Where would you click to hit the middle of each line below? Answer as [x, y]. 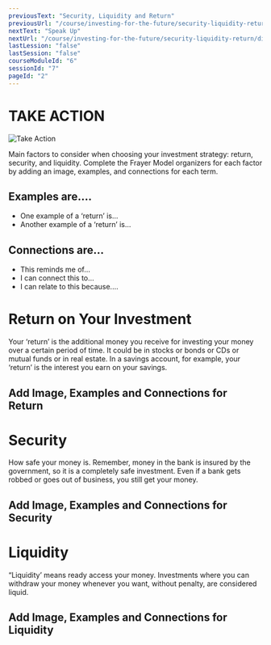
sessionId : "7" [34, 69]
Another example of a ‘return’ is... [75, 225]
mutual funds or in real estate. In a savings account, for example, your [124, 359]
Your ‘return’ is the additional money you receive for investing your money [131, 342]
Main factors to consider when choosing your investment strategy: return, [131, 154]
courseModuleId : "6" [43, 61]
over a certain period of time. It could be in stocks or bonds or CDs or [124, 350]
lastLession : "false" [45, 46]
